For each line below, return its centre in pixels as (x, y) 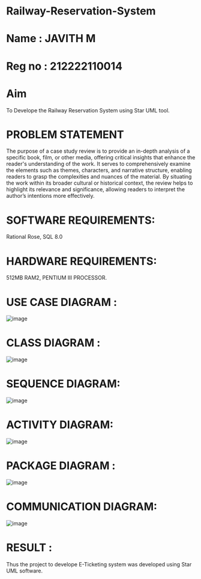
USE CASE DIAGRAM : (62, 302)
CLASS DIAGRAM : (53, 343)
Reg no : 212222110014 (64, 66)
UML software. (25, 571)
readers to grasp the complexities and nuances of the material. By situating (99, 177)
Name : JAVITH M (51, 39)
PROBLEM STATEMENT (65, 134)
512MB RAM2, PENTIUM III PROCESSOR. (57, 278)
